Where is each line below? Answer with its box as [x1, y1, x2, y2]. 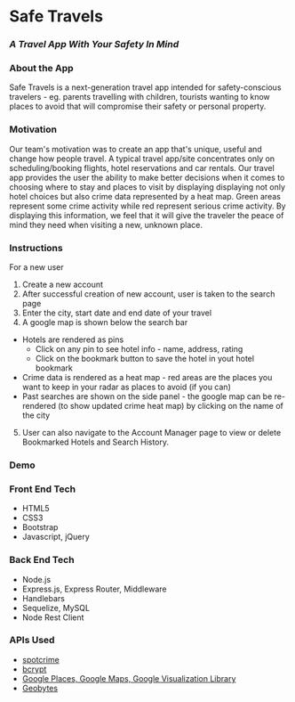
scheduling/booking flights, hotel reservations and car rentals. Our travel [9, 162, 275, 173]
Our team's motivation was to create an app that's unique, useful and [9, 143, 262, 154]
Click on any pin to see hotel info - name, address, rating [35, 344, 243, 354]
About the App [9, 62, 74, 75]
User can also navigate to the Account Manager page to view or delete [21, 428, 282, 437]
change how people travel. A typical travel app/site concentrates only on [9, 153, 275, 164]
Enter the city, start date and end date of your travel [21, 307, 211, 318]
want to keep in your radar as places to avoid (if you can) [21, 381, 231, 392]
